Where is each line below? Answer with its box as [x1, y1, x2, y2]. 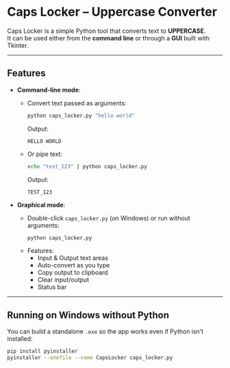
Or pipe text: [27, 150, 63, 158]
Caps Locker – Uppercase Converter [7, 4, 218, 20]
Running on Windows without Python [7, 309, 170, 321]
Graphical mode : [16, 200, 66, 209]
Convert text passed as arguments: [27, 98, 127, 107]
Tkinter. [7, 41, 29, 49]
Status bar [37, 283, 67, 291]
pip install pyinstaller [7, 348, 78, 355]
